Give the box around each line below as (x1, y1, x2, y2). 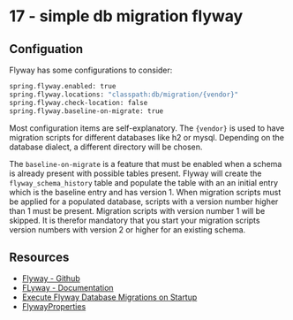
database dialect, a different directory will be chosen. (9, 141, 203, 152)
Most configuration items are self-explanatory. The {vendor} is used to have (9, 122, 285, 133)
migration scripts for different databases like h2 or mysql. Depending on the (9, 132, 285, 142)
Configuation (9, 42, 84, 57)
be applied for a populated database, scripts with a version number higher (9, 196, 279, 207)
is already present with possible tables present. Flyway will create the (9, 168, 262, 179)
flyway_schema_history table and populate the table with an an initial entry (9, 177, 279, 187)
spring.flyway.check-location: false (9, 98, 148, 107)
